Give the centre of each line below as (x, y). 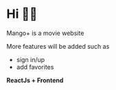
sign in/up (31, 59)
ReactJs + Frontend (35, 80)
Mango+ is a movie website (45, 33)
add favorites (35, 67)
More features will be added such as (58, 46)
